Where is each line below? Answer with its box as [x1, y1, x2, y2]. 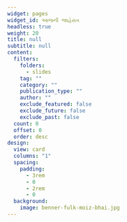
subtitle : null [7, 42, 52, 49]
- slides [25, 68, 52, 75]
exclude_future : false [20, 107, 86, 114]
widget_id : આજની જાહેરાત [7, 17, 80, 24]
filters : [13, 56, 39, 63]
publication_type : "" [20, 88, 82, 95]
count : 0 [13, 120, 39, 127]
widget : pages [7, 10, 49, 17]
